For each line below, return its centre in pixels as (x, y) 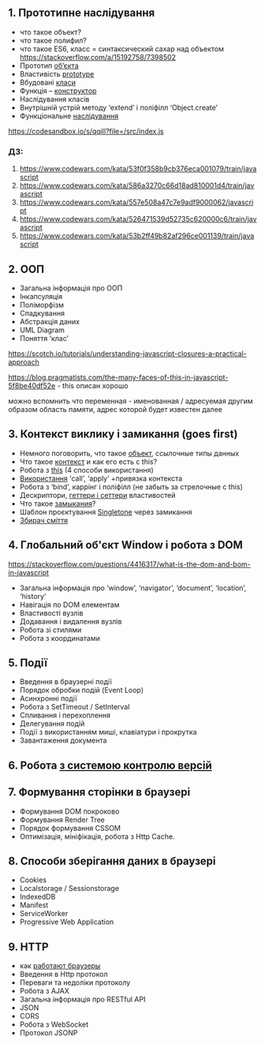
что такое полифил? (53, 40)
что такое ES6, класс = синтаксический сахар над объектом (122, 49)
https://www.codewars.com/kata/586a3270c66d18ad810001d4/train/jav (137, 185)
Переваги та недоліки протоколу (75, 982)
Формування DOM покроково (69, 811)
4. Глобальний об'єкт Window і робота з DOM (125, 545)
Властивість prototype (57, 73)
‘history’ (33, 596)
